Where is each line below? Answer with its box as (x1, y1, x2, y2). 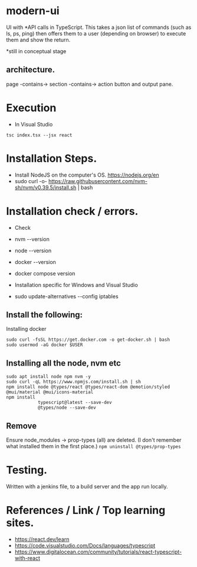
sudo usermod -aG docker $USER (6, 342, 83, 348)
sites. (6, 516, 34, 530)
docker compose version (14, 270, 75, 277)
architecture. (6, 65, 55, 75)
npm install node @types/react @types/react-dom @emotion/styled (6, 384, 170, 390)
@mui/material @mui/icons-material (6, 389, 94, 395)
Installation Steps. (6, 152, 97, 165)
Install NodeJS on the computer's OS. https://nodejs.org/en (14, 171, 159, 178)
